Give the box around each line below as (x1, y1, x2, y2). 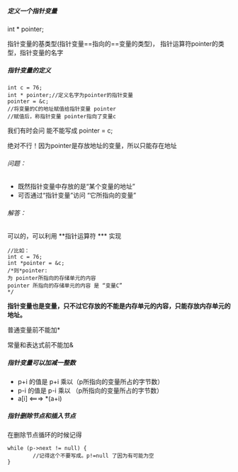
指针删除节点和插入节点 (7, 411, 76, 420)
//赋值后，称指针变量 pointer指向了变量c (7, 113, 117, 120)
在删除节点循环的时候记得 (7, 431, 82, 439)
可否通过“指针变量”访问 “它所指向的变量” (17, 191, 137, 200)
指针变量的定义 (7, 66, 51, 74)
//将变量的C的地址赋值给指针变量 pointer (7, 105, 117, 113)
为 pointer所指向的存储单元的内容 (7, 275, 96, 282)
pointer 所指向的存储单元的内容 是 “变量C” (7, 282, 123, 290)
